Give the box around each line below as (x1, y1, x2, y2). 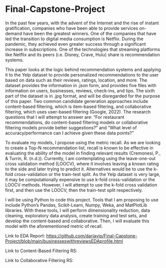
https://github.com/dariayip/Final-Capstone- (46, 233, 138, 239)
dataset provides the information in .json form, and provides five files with (5, 82, 157, 88)
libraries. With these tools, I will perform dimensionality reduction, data (5, 207, 151, 213)
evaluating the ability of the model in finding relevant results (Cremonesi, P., (5, 150, 161, 156)
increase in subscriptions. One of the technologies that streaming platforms (5, 46, 161, 52)
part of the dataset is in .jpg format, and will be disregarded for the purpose (5, 93, 161, 99)
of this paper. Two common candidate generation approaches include (5, 98, 149, 104)
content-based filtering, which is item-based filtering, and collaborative (5, 103, 152, 109)
